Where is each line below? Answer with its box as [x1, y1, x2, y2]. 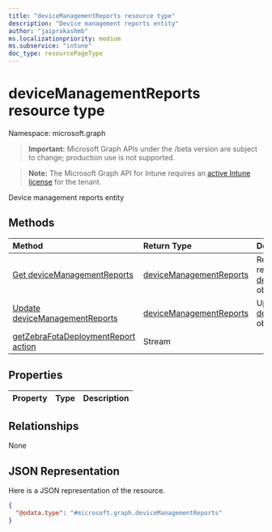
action [12, 341, 36, 352]
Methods [8, 216, 55, 230]
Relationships [8, 419, 79, 433]
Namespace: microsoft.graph [8, 128, 106, 138]
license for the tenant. [28, 177, 102, 186]
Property [12, 392, 48, 403]
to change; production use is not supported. [28, 152, 176, 162]
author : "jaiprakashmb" [8, 27, 89, 35]
